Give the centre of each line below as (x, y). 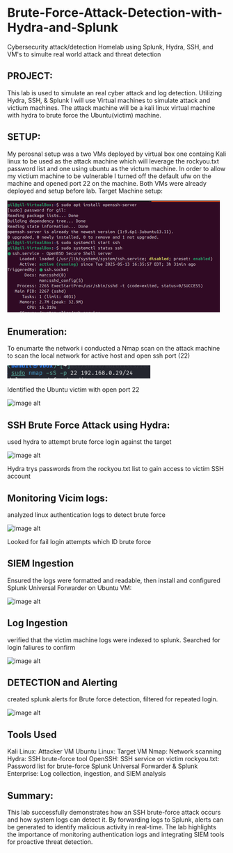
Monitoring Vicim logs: (58, 498)
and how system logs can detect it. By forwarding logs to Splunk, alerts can (115, 820)
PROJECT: (30, 76)
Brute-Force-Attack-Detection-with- (115, 13)
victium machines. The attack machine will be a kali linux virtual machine (111, 107)
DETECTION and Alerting (63, 683)
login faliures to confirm (41, 647)
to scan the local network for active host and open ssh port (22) (99, 356)
